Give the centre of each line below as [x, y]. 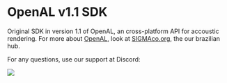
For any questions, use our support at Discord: [74, 59]
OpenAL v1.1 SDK [57, 12]
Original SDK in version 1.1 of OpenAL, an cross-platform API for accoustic [113, 31]
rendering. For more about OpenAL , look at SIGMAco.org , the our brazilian [114, 38]
